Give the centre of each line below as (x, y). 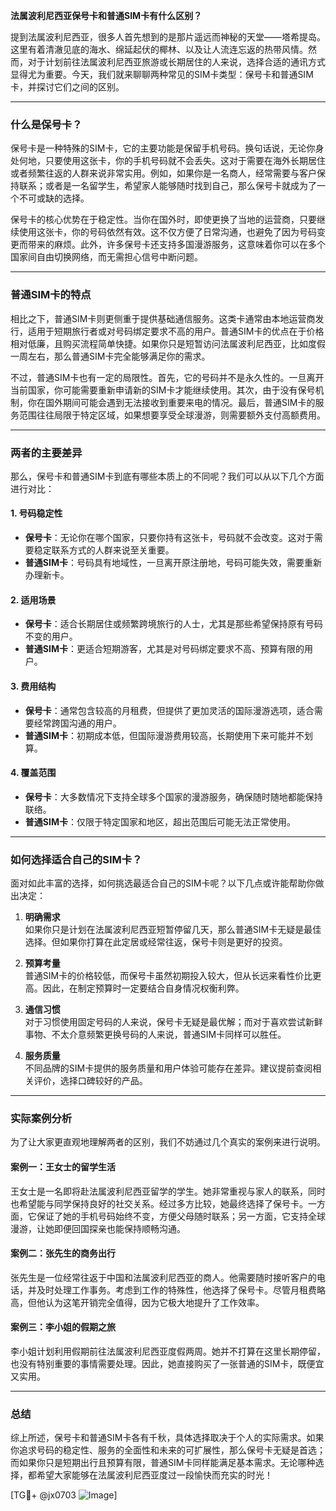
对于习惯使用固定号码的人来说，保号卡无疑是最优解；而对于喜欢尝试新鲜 (173, 1022)
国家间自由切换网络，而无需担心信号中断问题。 (106, 257)
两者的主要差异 (46, 452)
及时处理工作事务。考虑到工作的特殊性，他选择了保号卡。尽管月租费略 (181, 1290)
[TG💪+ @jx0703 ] (64, 1495)
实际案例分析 (41, 1118)
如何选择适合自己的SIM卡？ (76, 859)
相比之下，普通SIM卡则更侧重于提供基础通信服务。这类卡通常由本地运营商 (163, 318)
